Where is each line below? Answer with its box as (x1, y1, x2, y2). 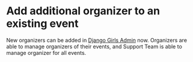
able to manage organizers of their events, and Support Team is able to (6, 43, 182, 50)
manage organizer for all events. (6, 49, 87, 56)
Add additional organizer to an (6, 4, 161, 18)
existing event (6, 17, 79, 30)
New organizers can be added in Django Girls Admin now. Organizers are (6, 36, 188, 44)
